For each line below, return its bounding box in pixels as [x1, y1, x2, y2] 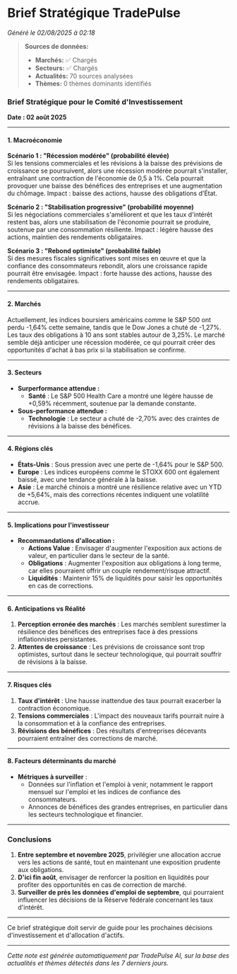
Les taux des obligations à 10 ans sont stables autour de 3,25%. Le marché [7, 331, 226, 339]
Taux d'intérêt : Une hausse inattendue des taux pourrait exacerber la [17, 696, 221, 705]
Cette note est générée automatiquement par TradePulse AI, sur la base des [7, 951, 229, 960]
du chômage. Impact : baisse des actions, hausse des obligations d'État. [7, 189, 217, 197]
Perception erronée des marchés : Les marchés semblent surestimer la [17, 620, 227, 629]
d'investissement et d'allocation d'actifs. [7, 931, 125, 939]
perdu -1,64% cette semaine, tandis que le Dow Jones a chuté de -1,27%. [7, 323, 221, 331]
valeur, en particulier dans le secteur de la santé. [28, 551, 170, 560]
